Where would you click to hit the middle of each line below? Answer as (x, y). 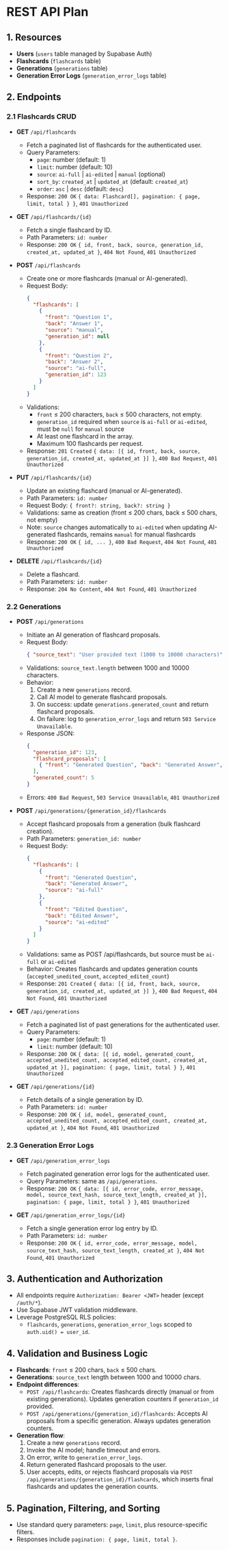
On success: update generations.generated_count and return (123, 704)
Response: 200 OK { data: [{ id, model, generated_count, (110, 1054)
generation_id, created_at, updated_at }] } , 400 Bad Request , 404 (122, 991)
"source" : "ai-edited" (77, 922)
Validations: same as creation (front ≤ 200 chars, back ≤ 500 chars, (122, 513)
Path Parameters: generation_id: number (84, 838)
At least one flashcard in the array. (85, 436)
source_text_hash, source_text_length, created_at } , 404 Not (116, 1250)
